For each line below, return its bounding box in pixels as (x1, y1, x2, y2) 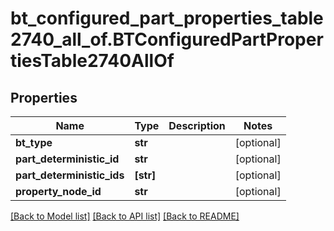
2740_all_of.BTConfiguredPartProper (10, 28, 324, 51)
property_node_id (15, 185, 102, 198)
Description (168, 119, 226, 132)
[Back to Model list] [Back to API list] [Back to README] (10, 210, 240, 222)
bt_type (15, 136, 53, 149)
